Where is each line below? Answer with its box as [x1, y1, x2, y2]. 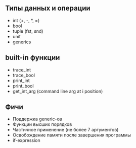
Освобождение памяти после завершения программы [12, 132, 131, 138]
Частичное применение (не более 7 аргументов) [12, 127, 119, 133]
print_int [12, 78, 30, 84]
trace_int [12, 66, 31, 72]
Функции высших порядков [12, 121, 72, 127]
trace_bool [12, 72, 35, 78]
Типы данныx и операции [5, 4, 90, 13]
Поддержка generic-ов [12, 116, 62, 122]
